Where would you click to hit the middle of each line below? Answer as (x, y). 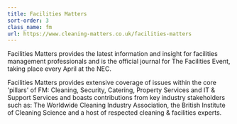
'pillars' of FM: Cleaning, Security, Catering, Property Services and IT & (111, 90)
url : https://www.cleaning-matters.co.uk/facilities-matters (100, 34)
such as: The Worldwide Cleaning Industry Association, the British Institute (116, 105)
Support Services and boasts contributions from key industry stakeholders (116, 98)
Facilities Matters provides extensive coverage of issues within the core (112, 83)
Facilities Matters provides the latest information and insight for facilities (112, 54)
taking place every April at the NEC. (60, 69)
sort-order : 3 (28, 21)
